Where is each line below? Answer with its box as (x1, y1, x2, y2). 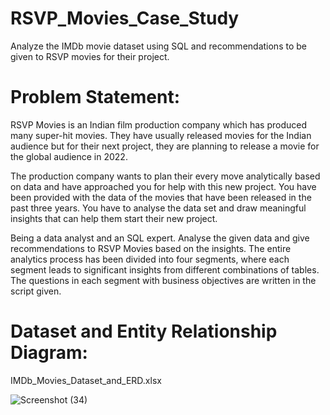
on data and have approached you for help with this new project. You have (10, 180, 317, 192)
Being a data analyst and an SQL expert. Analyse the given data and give (10, 232, 310, 244)
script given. (10, 285, 62, 297)
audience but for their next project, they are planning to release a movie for (10, 140, 320, 152)
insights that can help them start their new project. (10, 212, 218, 224)
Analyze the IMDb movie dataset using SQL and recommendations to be (10, 40, 307, 52)
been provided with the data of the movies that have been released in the (10, 191, 312, 203)
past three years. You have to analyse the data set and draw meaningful (10, 202, 307, 214)
